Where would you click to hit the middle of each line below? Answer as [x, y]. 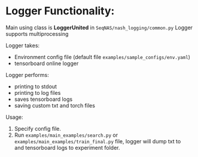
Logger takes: [23, 45]
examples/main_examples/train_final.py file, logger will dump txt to [98, 141]
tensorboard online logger [46, 63]
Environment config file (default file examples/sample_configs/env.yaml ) [102, 57]
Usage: [14, 117]
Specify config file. [37, 128]
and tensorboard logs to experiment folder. [67, 147]
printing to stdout [36, 86]
